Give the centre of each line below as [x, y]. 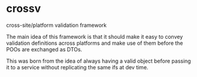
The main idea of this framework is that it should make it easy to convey [95, 36]
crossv [24, 9]
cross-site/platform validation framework [56, 25]
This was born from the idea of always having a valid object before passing [98, 61]
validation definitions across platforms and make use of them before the [95, 43]
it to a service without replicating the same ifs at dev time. [77, 67]
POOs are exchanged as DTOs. [44, 49]
